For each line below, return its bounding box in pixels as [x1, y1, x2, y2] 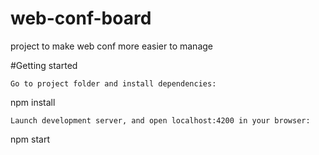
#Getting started [10, 59, 78, 71]
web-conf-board [10, 7, 152, 30]
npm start [10, 133, 51, 145]
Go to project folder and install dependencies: [10, 78, 217, 89]
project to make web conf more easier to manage [10, 40, 213, 52]
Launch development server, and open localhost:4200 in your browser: [10, 115, 311, 126]
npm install [10, 96, 56, 108]
